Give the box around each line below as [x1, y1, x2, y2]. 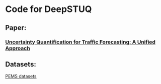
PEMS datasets [5, 73, 37, 79]
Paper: [5, 23, 27, 32]
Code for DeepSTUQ [5, 3, 92, 15]
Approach [5, 44, 30, 51]
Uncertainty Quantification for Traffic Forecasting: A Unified [5, 38, 156, 45]
